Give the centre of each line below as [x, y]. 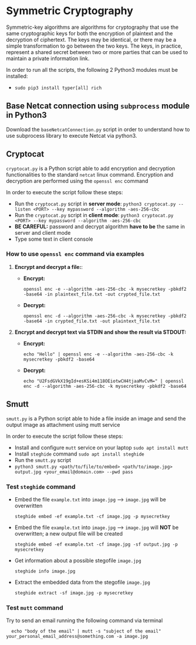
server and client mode [43, 232]
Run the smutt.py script [43, 460]
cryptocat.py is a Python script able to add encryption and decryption [91, 168]
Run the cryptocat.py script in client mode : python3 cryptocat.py [94, 215]
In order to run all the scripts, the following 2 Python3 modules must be [92, 69]
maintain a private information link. [48, 58]
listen [23, 209]
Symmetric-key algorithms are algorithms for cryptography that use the [92, 27]
